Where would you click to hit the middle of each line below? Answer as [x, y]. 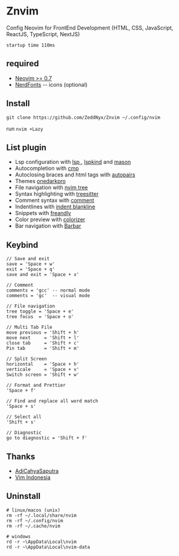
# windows [19, 536]
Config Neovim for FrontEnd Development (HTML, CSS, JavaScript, [90, 28]
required [23, 64]
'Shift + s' [21, 422]
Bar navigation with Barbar [48, 226]
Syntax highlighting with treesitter [57, 194]
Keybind [22, 245]
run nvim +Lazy [25, 128]
